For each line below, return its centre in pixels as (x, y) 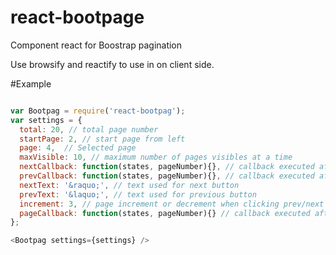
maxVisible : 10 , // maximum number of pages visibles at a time (156, 157)
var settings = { (46, 120)
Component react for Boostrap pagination (96, 45)
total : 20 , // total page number (89, 129)
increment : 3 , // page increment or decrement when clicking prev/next (172, 204)
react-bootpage (77, 17)
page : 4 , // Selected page (78, 148)
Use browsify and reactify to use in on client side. (112, 64)
